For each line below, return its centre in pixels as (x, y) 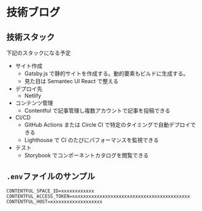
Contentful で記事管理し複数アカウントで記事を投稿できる (97, 110)
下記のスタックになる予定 (39, 53)
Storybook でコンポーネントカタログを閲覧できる (86, 155)
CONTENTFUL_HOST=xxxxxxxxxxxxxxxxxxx (54, 202)
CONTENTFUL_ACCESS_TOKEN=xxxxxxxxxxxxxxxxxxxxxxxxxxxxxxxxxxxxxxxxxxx (98, 196)
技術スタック (31, 37)
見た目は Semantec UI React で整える (71, 81)
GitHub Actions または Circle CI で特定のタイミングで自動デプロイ (107, 125)
